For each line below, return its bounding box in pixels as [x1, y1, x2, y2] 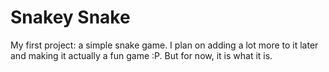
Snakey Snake [10, 6, 131, 29]
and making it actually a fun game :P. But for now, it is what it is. [10, 49, 273, 61]
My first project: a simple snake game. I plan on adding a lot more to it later [10, 39, 319, 51]
